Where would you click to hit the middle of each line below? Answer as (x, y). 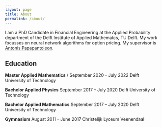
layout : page (18, 10)
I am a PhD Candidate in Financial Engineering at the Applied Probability (78, 33)
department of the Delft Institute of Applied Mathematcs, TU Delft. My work (81, 38)
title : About (18, 14)
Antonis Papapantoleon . (29, 48)
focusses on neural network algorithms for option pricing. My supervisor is (81, 43)
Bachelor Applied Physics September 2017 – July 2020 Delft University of (80, 90)
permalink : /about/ (25, 19)
